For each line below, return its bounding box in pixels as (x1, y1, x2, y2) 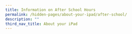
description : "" (5, 16, 39, 21)
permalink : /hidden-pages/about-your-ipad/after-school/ (5, 12, 127, 17)
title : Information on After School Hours (5, 7, 96, 12)
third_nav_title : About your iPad (5, 21, 78, 26)
